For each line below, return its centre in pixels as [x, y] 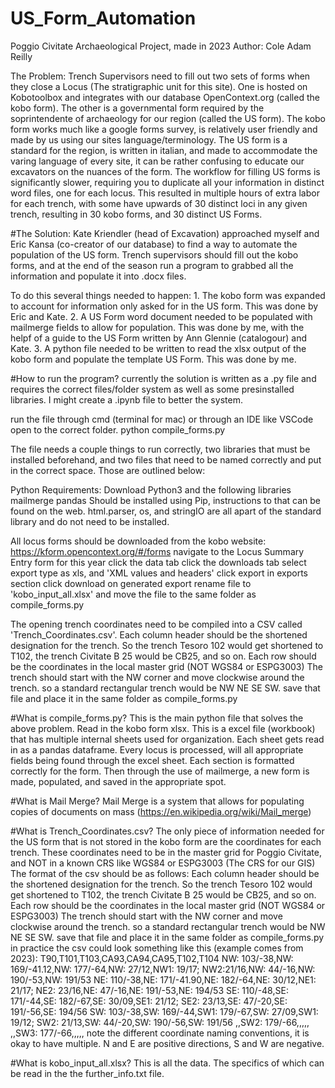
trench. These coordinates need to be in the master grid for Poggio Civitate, [166, 852]
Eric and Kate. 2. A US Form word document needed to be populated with [161, 316]
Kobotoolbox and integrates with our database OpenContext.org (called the [165, 97]
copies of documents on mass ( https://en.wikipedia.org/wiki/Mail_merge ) [161, 811]
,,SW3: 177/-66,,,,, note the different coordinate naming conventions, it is [160, 1033]
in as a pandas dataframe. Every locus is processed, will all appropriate [157, 749]
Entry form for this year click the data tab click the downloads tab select [158, 562]
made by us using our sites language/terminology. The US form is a [149, 139]
